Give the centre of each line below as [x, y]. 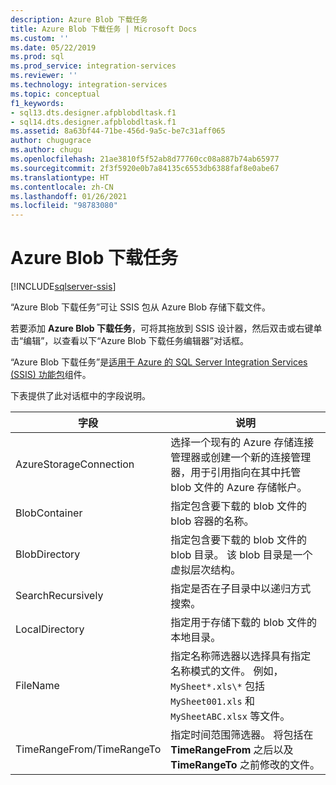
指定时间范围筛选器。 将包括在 [242, 735]
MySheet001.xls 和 [213, 701]
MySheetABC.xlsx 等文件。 [230, 716]
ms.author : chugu [46, 150]
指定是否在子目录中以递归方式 [241, 589]
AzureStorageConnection [75, 464]
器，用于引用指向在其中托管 [236, 473]
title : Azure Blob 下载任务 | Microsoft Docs [104, 29]
